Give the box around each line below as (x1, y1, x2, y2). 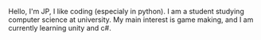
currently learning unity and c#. (8, 24, 111, 32)
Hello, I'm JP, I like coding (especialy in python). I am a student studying (8, 7, 244, 16)
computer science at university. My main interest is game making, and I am (8, 15, 254, 24)
